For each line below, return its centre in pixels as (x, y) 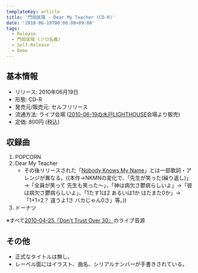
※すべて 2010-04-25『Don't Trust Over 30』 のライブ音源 (76, 220)
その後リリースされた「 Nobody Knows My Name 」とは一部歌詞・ (105, 170)
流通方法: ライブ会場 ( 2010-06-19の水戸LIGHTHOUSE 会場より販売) (98, 114)
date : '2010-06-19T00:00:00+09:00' (51, 23)
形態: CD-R (28, 99)
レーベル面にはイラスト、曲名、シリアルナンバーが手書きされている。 (101, 264)
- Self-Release (31, 45)
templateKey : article (33, 12)
